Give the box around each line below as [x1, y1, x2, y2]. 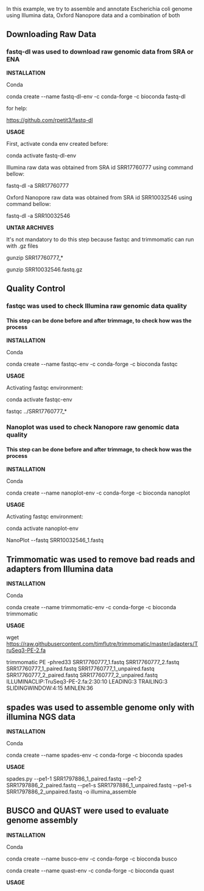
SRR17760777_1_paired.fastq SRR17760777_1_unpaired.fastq [6, 665, 155, 673]
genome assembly [6, 815, 78, 826]
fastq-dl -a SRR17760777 [6, 182, 69, 189]
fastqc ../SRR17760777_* [6, 408, 67, 415]
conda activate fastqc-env [6, 396, 72, 403]
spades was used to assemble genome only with [6, 702, 195, 712]
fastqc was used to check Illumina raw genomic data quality [6, 302, 188, 310]
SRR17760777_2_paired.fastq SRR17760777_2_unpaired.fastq [6, 671, 158, 679]
